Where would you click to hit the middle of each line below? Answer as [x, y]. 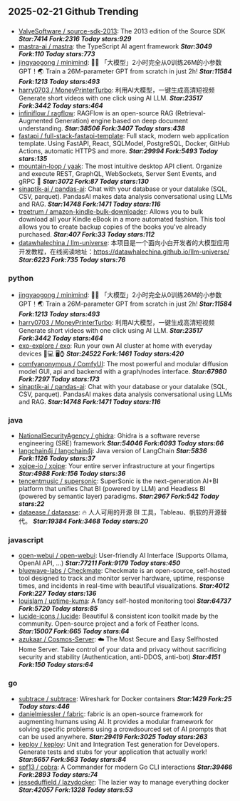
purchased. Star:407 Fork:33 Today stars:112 [87, 234]
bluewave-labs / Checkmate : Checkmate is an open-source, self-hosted [124, 571]
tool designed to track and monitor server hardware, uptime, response [121, 578]
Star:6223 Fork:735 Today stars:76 [72, 260]
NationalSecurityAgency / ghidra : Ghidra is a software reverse [109, 435]
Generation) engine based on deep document [121, 121]
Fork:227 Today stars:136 [57, 594]
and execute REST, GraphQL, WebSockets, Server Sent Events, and [117, 174]
